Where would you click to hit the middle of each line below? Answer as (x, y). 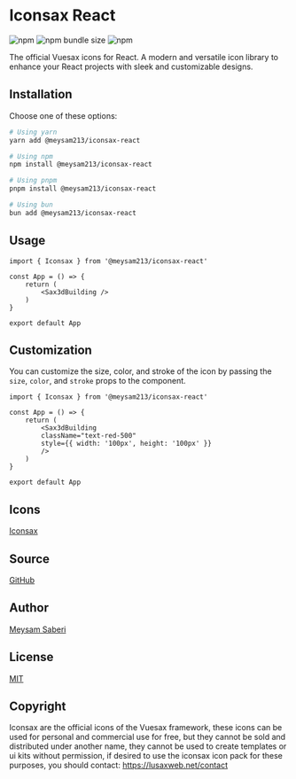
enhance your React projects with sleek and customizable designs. (131, 66)
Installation (41, 94)
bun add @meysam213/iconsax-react (73, 213)
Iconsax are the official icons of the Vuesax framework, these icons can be (146, 728)
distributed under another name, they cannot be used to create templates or (148, 746)
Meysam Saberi (38, 629)
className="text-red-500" (89, 436)
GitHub (22, 580)
